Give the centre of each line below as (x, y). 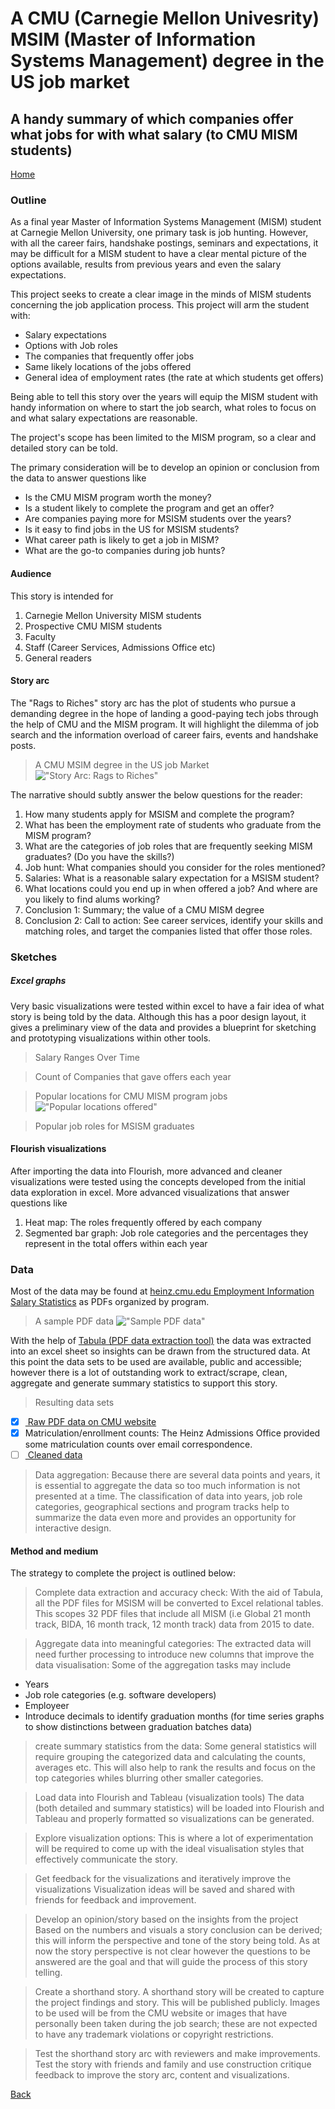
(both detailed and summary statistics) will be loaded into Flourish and (179, 1808)
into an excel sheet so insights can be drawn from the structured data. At (160, 1351)
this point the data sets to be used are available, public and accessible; (156, 1362)
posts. (23, 745)
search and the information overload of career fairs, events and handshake (164, 734)
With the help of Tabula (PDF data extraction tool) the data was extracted (161, 1341)
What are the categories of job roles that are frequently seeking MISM (168, 846)
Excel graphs (38, 981)
